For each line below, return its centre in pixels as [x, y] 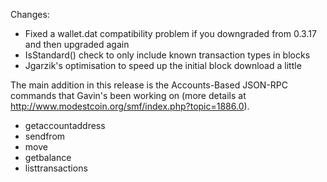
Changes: [30, 14]
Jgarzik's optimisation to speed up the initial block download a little [163, 65]
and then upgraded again [77, 44]
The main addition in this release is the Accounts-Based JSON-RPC [149, 85]
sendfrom [45, 136]
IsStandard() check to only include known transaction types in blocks [167, 55]
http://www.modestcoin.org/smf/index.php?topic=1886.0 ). [130, 106]
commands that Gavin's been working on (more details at [128, 95]
